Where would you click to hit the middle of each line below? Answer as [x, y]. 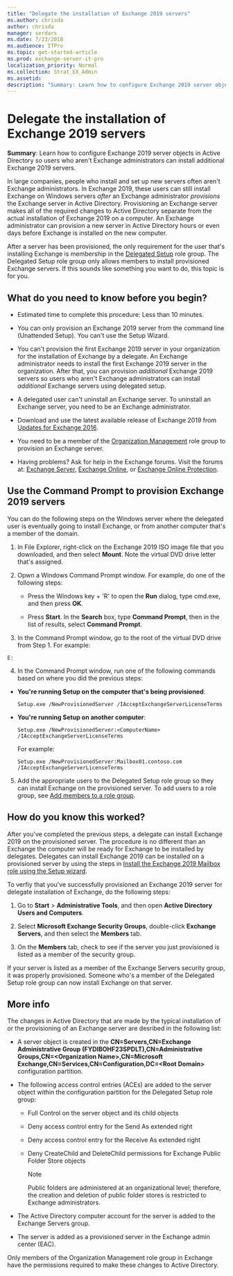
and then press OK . [55, 603]
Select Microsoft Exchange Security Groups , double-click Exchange [116, 926]
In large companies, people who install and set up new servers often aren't [114, 181]
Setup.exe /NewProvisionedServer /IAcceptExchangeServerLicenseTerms [120, 704]
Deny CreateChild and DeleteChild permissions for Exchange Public [124, 1154]
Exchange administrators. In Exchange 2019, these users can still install [109, 189]
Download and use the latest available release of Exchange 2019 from [117, 420]
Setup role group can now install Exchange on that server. [90, 982]
